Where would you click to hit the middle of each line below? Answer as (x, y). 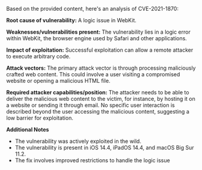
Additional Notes (28, 129)
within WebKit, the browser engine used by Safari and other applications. (97, 38)
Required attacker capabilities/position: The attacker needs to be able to (98, 92)
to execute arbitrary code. (38, 56)
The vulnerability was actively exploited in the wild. (78, 141)
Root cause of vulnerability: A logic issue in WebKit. (71, 20)
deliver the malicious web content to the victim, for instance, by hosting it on (101, 99)
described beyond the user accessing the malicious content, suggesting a (98, 111)
